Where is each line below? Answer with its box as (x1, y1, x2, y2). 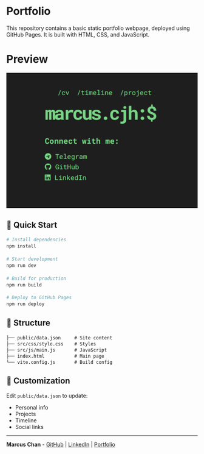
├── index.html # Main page (6, 353, 104, 359)
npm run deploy (6, 301, 45, 307)
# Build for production (6, 275, 67, 282)
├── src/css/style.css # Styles (6, 341, 97, 347)
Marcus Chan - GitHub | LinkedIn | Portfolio (6, 441, 115, 448)
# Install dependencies (6, 236, 67, 243)
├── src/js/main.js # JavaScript (6, 347, 107, 353)
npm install (6, 243, 36, 249)
